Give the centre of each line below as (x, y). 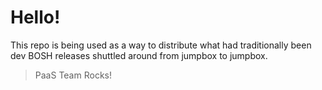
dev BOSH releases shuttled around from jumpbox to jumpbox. (139, 55)
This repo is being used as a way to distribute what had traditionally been (161, 45)
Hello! (35, 17)
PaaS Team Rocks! (73, 75)
